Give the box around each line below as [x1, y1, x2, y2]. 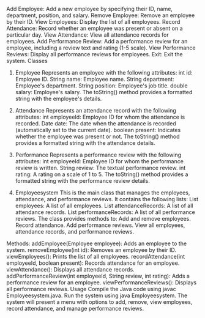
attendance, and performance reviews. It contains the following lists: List [15, 196, 199, 202]
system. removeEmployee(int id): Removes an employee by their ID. [6, 246, 176, 253]
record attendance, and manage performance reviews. [6, 305, 144, 312]
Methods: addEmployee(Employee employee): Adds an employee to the [6, 240, 187, 247]
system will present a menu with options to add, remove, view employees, [6, 298, 193, 305]
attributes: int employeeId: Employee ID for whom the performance [15, 158, 184, 165]
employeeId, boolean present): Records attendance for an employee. [6, 259, 180, 267]
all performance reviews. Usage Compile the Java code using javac [6, 286, 176, 292]
